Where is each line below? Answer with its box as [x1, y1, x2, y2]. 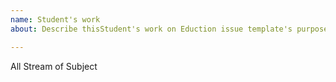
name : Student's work [10, 14, 101, 25]
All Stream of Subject [10, 60, 98, 72]
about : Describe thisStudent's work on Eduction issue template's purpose [10, 24, 329, 34]
